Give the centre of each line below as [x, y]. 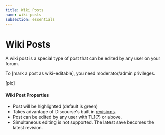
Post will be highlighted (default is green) [55, 106]
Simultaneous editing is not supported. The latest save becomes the [83, 122]
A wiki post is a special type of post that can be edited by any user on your [83, 58]
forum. [12, 64]
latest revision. [28, 127]
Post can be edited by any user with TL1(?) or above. [67, 117]
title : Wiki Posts [24, 10]
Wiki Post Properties [27, 95]
